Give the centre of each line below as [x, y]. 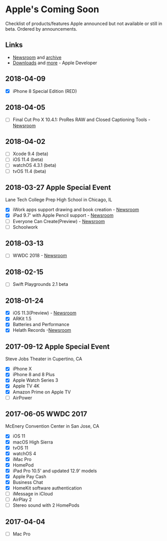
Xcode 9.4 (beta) [30, 154]
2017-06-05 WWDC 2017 [46, 414]
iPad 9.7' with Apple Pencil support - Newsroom [63, 215]
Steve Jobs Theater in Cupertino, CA [44, 359]
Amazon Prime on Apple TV [42, 392]
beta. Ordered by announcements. [41, 29]
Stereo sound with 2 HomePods [46, 505]
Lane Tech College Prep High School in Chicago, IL [59, 200]
